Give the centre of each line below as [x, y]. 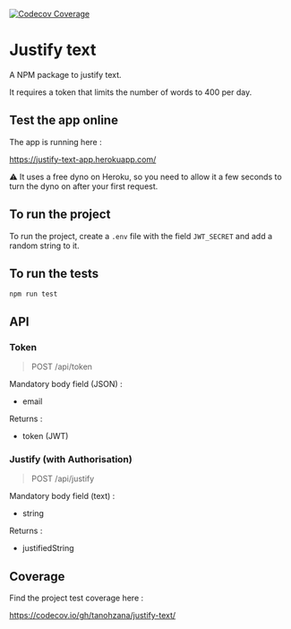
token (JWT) [45, 436]
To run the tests [54, 273]
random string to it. [44, 246]
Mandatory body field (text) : [62, 496]
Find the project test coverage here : [77, 598]
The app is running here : [56, 142]
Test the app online [64, 121]
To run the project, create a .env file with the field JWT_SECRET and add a [141, 236]
